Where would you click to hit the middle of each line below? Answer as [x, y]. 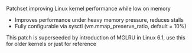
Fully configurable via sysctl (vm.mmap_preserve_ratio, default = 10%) [100, 26]
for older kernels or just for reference [51, 44]
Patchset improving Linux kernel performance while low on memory [89, 9]
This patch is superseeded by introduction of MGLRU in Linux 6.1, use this [96, 37]
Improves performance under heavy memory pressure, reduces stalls [99, 20]
